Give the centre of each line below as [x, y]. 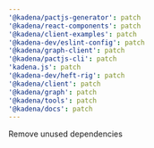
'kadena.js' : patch [45, 68]
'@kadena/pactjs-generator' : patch [75, 17]
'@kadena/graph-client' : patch [67, 51]
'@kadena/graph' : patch [53, 92]
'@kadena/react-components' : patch [75, 26]
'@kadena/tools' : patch [53, 100]
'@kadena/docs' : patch [51, 109]
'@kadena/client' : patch [55, 84]
